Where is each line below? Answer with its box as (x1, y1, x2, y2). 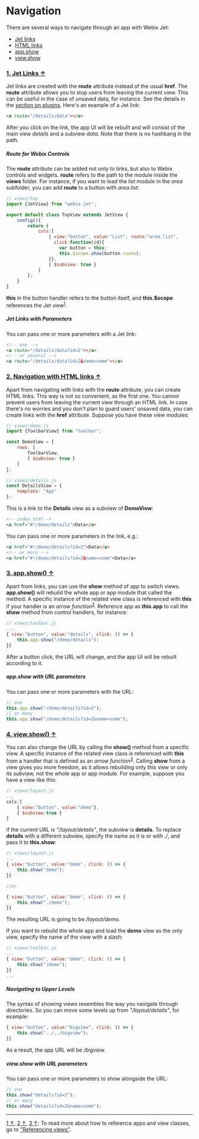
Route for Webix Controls (6, 150, 70, 157)
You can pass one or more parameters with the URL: (6, 688, 134, 695)
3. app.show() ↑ (6, 569, 54, 577)
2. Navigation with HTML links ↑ (6, 373, 101, 381)
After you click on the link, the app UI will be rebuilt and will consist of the (6, 124, 185, 131)
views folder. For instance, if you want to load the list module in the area (6, 178, 183, 185)
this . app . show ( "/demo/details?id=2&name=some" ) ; (6, 716, 129, 722)
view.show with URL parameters (6, 1060, 88, 1067)
